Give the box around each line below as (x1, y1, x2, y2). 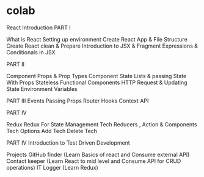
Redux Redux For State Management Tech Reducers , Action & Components (6, 120, 197, 128)
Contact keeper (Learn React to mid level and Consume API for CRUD (6, 157, 181, 165)
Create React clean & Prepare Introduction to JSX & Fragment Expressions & (6, 42, 199, 49)
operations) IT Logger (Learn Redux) (6, 164, 99, 171)
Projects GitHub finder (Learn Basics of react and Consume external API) (6, 151, 190, 158)
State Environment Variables (6, 85, 78, 92)
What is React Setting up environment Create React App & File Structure (6, 35, 188, 43)
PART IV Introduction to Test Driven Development (6, 139, 130, 146)
